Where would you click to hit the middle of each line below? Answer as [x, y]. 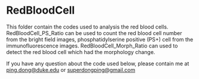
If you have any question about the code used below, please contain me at [98, 64]
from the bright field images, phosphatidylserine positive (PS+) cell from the [100, 39]
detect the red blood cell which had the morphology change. [81, 52]
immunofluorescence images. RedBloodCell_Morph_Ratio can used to [92, 46]
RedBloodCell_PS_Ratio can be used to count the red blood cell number [94, 33]
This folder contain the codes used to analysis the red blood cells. [87, 27]
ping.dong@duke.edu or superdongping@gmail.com [71, 69]
